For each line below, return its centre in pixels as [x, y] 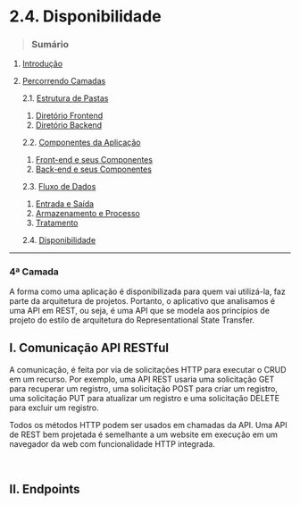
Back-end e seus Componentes [93, 169]
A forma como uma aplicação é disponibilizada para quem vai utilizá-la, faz [147, 291]
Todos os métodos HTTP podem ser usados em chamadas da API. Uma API [148, 425]
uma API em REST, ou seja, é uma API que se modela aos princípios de [140, 310]
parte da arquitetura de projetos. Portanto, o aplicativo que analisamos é [142, 300]
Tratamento [57, 223]
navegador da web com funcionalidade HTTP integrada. [112, 443]
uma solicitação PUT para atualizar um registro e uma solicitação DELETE [144, 398]
